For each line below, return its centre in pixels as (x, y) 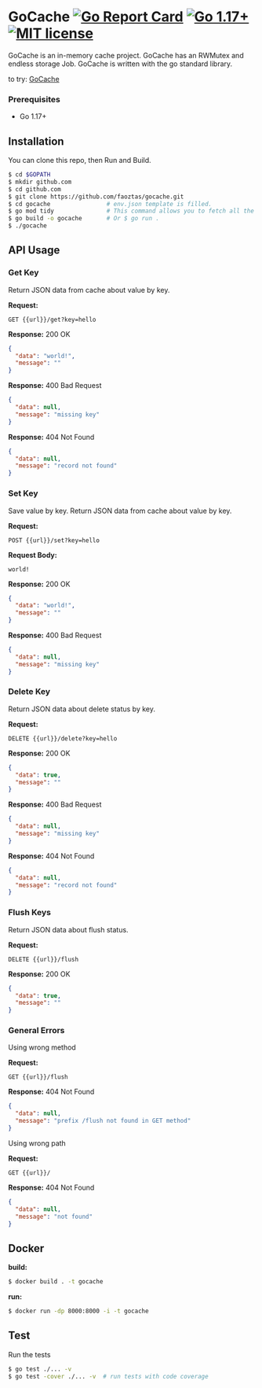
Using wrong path (37, 1143)
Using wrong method (42, 1047)
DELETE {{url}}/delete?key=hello (63, 738)
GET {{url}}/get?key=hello (52, 319)
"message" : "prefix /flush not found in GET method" (103, 1121)
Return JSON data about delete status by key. (82, 709)
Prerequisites (34, 99)
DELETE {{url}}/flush (44, 959)
